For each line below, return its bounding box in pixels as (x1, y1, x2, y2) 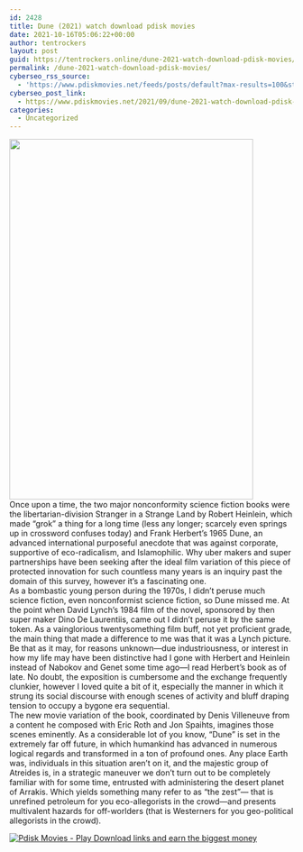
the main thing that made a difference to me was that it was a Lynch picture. (9, 633, 291, 645)
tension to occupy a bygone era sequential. (9, 701, 170, 711)
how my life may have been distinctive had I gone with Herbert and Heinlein (9, 653, 290, 664)
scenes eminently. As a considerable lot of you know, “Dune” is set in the (9, 729, 280, 740)
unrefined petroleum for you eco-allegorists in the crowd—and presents (9, 796, 277, 807)
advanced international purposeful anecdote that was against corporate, (9, 537, 279, 548)
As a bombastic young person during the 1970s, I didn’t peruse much (9, 585, 266, 596)
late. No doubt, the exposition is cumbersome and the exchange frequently (9, 672, 288, 683)
